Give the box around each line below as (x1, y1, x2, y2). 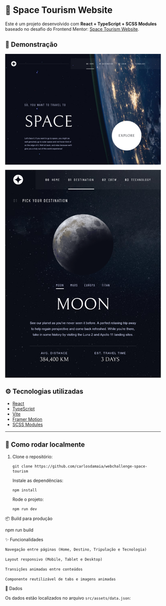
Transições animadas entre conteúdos (5, 566, 83, 572)
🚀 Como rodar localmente (5, 440, 85, 449)
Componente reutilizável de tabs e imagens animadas (5, 576, 116, 582)
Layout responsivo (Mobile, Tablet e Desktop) (5, 557, 103, 562)
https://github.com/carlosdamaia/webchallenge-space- (34, 464, 148, 469)
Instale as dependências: (12, 477, 63, 483)
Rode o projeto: (12, 496, 44, 502)
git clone (12, 464, 33, 469)
